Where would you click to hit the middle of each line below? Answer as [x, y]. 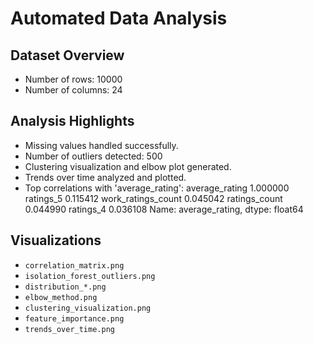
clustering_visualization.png [88, 308]
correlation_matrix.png [74, 265]
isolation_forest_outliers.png [90, 276]
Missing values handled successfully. [101, 145]
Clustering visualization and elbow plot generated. [128, 166]
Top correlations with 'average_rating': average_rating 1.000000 [157, 188]
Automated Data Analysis [119, 18]
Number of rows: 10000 [73, 79]
